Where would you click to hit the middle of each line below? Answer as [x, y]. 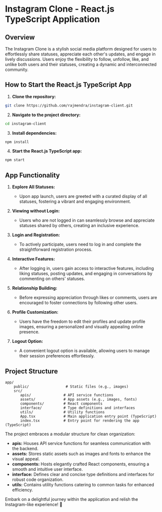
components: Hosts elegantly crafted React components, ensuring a [81, 464]
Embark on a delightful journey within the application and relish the [72, 499]
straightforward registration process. [56, 249]
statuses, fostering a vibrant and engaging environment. [75, 202]
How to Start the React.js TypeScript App [68, 85]
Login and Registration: [36, 235]
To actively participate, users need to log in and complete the [80, 245]
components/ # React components [61, 404]
